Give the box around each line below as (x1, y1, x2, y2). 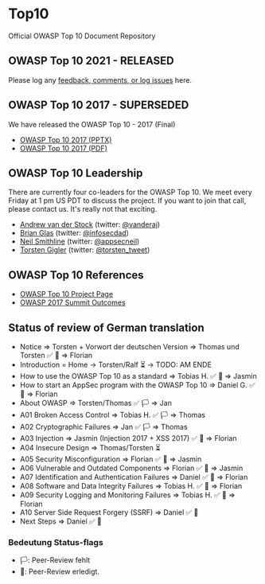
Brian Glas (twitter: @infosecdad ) (19, 228, 130, 238)
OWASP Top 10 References (8, 268, 145, 282)
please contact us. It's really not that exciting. (8, 204, 158, 214)
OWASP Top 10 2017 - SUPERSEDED (8, 99, 189, 112)
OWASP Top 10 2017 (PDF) (19, 143, 107, 153)
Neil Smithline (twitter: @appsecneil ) (19, 236, 140, 247)
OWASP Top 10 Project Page (19, 290, 114, 299)
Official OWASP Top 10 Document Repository (8, 31, 156, 41)
